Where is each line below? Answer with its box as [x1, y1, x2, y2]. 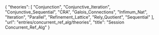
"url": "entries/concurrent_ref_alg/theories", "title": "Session [5, 19, 125, 25]
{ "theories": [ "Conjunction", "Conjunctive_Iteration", [5, 4, 111, 10]
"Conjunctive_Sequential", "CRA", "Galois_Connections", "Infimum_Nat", [5, 9, 148, 15]
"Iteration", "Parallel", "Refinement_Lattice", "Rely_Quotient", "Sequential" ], [5, 14, 155, 20]
